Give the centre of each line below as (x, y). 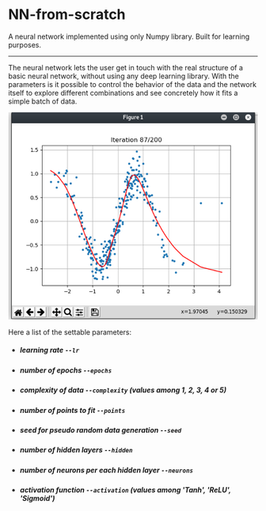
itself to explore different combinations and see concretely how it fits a (123, 93)
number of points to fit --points (72, 410)
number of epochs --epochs (66, 370)
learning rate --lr (49, 350)
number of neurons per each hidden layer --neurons (106, 470)
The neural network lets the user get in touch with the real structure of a (126, 67)
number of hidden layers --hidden (76, 450)
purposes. (25, 44)
